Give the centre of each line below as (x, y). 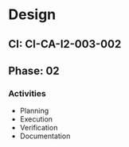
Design (32, 15)
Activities (27, 93)
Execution (36, 119)
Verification (39, 128)
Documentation (45, 136)
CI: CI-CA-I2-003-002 (65, 44)
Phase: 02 (34, 70)
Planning (34, 111)
